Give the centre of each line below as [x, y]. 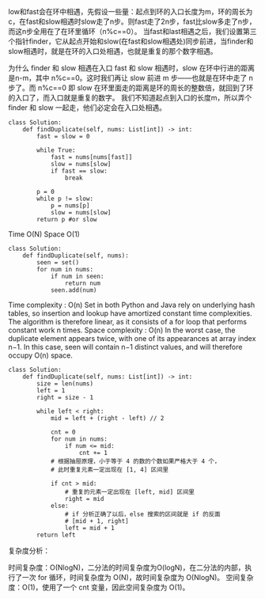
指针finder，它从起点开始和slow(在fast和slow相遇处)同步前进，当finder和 [134, 41]
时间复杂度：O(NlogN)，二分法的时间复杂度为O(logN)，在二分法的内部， [127, 567]
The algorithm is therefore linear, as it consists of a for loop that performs [128, 322]
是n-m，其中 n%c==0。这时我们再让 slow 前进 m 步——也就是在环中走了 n [131, 78]
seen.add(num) [74, 290]
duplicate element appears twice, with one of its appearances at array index [132, 338]
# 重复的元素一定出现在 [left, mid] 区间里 [130, 492]
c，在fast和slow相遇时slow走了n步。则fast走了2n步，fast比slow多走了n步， [132, 21]
